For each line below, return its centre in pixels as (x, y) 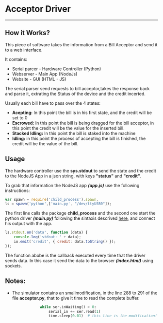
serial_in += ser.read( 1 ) (74, 311)
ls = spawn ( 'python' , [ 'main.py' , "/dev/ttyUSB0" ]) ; (58, 204)
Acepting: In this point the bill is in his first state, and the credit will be (82, 113)
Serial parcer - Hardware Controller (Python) (57, 69)
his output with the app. (29, 224)
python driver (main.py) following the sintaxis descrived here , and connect (80, 218)
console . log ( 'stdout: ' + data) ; (48, 237)
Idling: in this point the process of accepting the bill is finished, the (79, 138)
